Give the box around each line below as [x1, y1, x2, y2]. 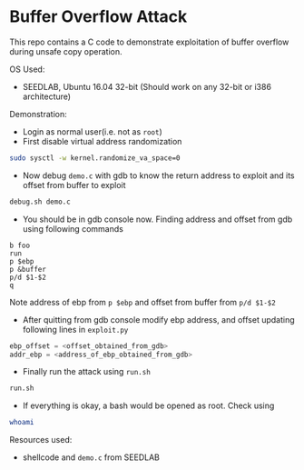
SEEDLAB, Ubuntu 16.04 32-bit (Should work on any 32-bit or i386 [22, 81, 272, 92]
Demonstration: [9, 108, 67, 119]
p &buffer [9, 265, 47, 274]
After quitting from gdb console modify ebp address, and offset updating [22, 314, 295, 325]
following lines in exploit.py [22, 324, 129, 335]
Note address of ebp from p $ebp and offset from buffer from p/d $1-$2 [9, 296, 277, 307]
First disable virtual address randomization [22, 135, 182, 146]
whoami [9, 418, 34, 427]
